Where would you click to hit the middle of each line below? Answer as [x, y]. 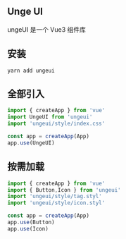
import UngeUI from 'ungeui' [50, 117]
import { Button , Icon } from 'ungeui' [64, 190]
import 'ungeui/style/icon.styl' [56, 203]
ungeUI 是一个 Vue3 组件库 [47, 29]
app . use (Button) [31, 222]
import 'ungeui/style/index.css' [56, 124]
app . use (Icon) [28, 228]
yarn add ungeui [31, 71]
